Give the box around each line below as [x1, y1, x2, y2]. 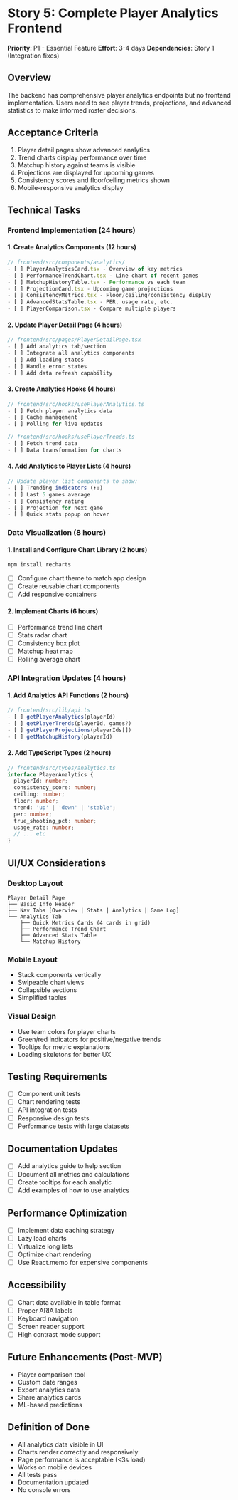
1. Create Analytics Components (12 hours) [7, 243, 137, 251]
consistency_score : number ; [13, 784, 97, 791]
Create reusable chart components [17, 582, 120, 590]
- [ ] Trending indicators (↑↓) [7, 484, 103, 491]
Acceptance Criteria [7, 127, 99, 139]
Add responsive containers [17, 590, 97, 599]
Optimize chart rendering [17, 1250, 92, 1259]
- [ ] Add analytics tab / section [7, 343, 107, 350]
